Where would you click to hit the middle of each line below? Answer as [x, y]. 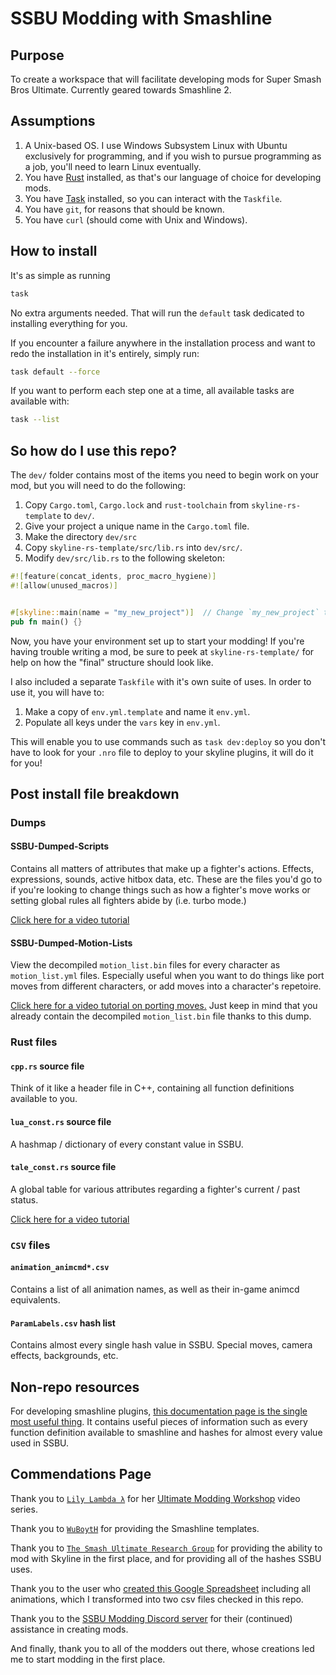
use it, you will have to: [57, 692]
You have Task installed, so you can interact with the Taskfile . [153, 198]
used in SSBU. [40, 1443]
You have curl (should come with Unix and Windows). [136, 219]
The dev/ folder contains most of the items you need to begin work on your [165, 475]
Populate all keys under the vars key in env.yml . [122, 722]
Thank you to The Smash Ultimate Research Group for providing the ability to [166, 1548]
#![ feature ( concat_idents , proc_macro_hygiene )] [113, 577]
